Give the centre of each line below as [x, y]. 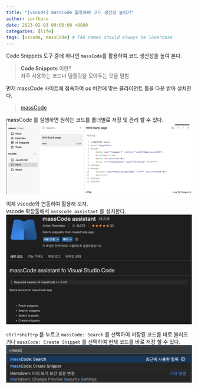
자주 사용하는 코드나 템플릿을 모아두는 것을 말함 [75, 76]
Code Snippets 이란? [46, 69]
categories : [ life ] [30, 31]
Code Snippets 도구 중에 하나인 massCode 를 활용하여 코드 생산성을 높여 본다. [94, 56]
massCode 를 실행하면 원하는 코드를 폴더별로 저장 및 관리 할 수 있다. [85, 120]
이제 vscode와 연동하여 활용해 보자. [47, 204]
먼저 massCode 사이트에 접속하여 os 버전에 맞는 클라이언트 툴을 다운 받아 [91, 88]
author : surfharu [27, 19]
